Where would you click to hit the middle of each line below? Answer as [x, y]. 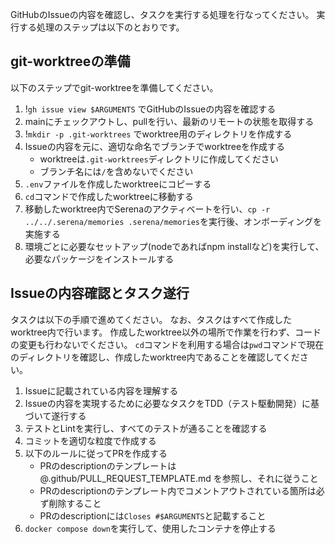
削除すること [75, 503]
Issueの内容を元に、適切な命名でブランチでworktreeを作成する [155, 146]
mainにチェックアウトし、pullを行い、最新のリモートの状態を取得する [169, 121]
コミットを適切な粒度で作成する [90, 440]
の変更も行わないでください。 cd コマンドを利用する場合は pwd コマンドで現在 [167, 344]
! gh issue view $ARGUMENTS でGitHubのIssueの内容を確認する [150, 109]
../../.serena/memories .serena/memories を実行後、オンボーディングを [173, 221]
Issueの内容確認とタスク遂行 [100, 293]
